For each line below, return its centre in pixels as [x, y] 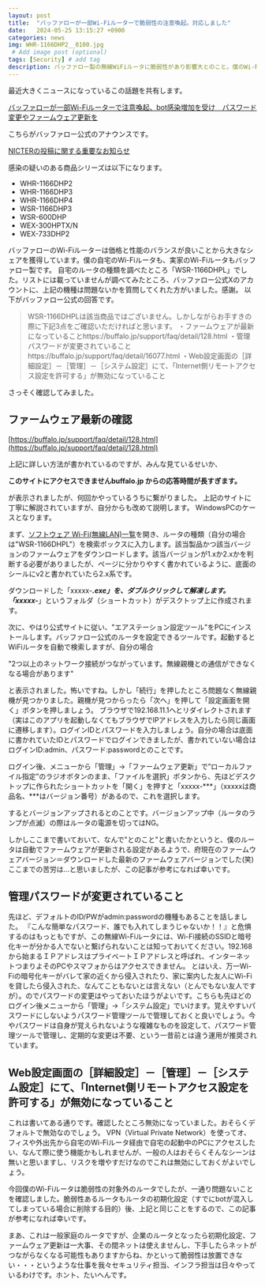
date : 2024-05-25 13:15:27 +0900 [67, 30]
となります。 [35, 517]
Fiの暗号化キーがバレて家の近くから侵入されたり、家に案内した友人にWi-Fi [130, 976]
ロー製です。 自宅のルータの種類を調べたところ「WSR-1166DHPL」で [127, 270]
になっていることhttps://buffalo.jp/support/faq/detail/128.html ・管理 [139, 336]
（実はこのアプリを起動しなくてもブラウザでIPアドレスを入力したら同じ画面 [132, 719]
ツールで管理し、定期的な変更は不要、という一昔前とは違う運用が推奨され [136, 1036]
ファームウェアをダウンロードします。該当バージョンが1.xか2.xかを [138, 553]
